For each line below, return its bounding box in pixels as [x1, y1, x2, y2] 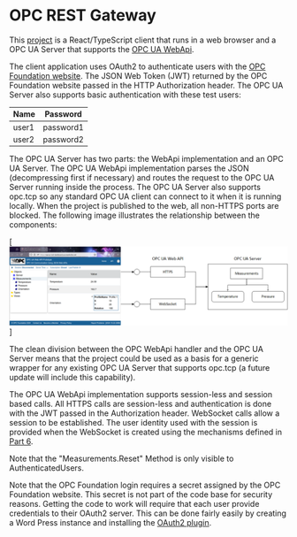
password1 [42, 121, 84, 133]
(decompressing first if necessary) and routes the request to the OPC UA [9, 173, 275, 183]
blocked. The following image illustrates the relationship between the [9, 210, 261, 221]
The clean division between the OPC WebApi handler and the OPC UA [9, 344, 263, 355]
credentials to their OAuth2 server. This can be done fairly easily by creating [9, 508, 287, 518]
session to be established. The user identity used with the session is [9, 418, 258, 428]
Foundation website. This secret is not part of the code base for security [9, 489, 273, 500]
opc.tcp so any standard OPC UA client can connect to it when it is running [9, 191, 282, 202]
